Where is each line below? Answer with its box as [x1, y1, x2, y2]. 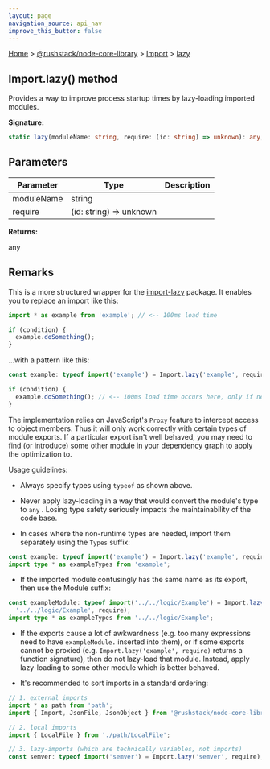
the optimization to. [8, 449, 72, 459]
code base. [19, 513, 58, 523]
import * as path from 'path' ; [8, 701, 113, 709]
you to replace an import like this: [8, 296, 119, 305]
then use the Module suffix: [19, 583, 111, 593]
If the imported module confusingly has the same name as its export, [19, 575, 248, 585]
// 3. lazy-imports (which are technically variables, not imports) [8, 746, 243, 754]
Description [164, 179, 211, 190]
